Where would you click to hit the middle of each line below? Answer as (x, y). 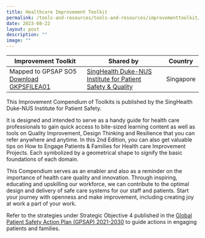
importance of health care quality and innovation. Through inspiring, (92, 177)
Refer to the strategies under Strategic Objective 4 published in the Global (99, 215)
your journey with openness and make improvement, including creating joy (100, 197)
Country (181, 61)
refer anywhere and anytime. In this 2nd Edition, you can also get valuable (99, 139)
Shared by (124, 61)
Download (24, 79)
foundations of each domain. (42, 159)
